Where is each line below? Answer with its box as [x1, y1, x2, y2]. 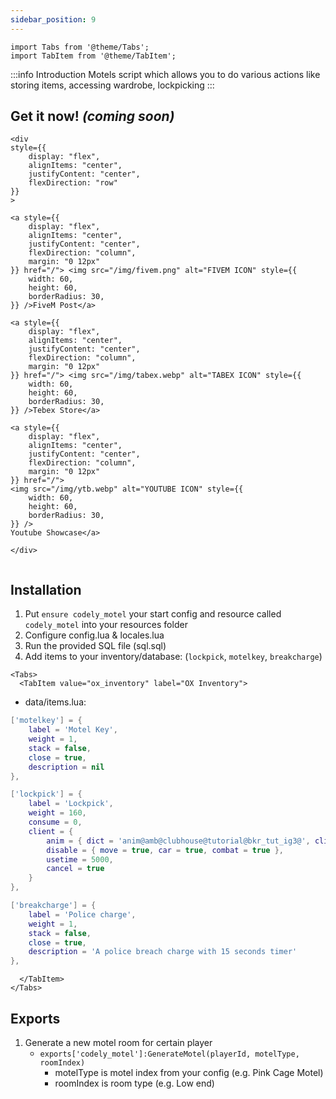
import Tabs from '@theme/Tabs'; [10, 42, 150, 52]
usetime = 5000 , [46, 854, 114, 865]
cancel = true [46, 864, 105, 874]
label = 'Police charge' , [28, 909, 137, 920]
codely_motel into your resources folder [24, 619, 188, 631]
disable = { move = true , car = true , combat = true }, [46, 845, 284, 855]
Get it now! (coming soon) [10, 108, 175, 125]
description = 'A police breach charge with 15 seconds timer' [28, 947, 298, 957]
